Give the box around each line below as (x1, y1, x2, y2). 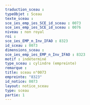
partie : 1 (5, 92, 25, 97)
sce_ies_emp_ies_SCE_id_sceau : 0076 (5, 25, 81, 30)
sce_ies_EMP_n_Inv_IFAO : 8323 (5, 39, 68, 44)
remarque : (5, 66, 27, 71)
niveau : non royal (5, 30, 45, 34)
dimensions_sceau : (5, 47, 45, 52)
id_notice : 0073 (5, 79, 38, 84)
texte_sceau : (5, 16, 34, 21)
